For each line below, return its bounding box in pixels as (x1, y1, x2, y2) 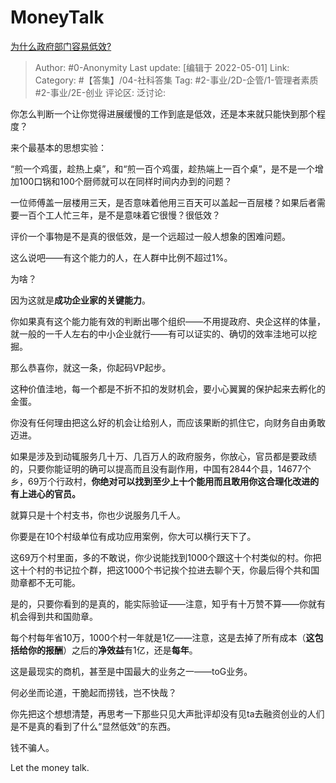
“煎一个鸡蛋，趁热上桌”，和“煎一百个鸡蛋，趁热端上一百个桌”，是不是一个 (10, 162, 315, 175)
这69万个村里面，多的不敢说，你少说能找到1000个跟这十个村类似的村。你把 (10, 551, 322, 563)
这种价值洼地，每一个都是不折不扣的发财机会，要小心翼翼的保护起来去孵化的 (10, 382, 326, 395)
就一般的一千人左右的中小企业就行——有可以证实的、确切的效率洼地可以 (10, 327, 308, 340)
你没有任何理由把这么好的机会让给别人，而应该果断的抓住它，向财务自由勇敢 (10, 416, 326, 428)
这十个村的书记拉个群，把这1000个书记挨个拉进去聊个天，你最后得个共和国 (10, 564, 320, 576)
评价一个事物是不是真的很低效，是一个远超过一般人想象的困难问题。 (10, 230, 291, 242)
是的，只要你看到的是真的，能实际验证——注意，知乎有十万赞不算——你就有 (10, 597, 326, 610)
